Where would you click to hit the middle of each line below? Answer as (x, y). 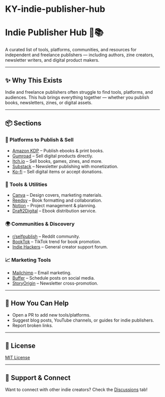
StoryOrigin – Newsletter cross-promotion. (55, 283)
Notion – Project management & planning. (54, 205)
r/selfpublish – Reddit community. (46, 236)
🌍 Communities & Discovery (40, 224)
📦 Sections (23, 124)
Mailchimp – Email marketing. (42, 273)
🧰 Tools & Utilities (26, 184)
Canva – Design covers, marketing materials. (57, 195)
